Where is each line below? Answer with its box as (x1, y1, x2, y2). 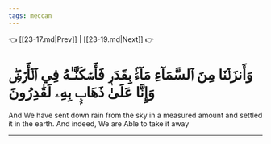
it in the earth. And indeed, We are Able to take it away (8, 118, 190, 129)
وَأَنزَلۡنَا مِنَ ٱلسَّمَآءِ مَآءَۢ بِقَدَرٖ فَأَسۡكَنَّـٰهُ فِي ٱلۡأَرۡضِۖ (8, 65, 253, 84)
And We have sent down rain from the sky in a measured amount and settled (8, 110, 263, 120)
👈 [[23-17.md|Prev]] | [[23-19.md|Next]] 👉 (8, 34, 155, 44)
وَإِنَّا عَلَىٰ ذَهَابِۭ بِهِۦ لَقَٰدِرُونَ (8, 83, 156, 101)
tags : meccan (8, 11, 52, 20)
